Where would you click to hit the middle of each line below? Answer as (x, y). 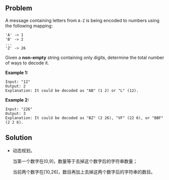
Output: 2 (16, 86)
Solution (19, 138)
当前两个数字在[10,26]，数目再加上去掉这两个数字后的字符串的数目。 (84, 172)
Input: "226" (19, 109)
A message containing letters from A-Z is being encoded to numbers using (82, 20)
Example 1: (17, 72)
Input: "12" (18, 82)
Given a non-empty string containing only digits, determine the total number (85, 57)
